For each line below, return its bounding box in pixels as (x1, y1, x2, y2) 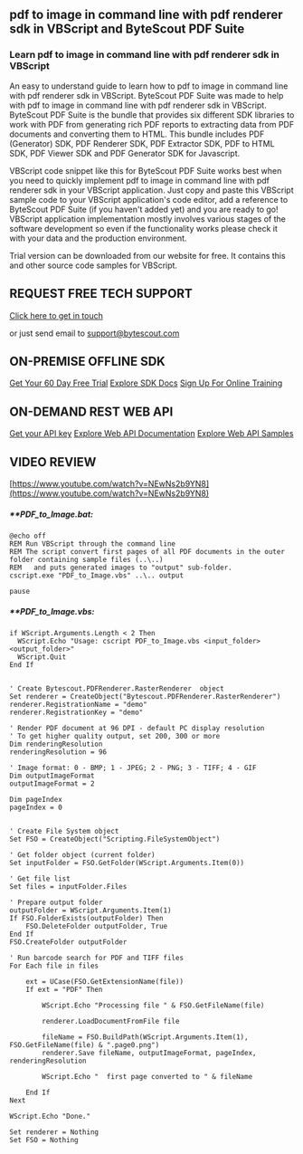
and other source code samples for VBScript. (9, 260, 178, 271)
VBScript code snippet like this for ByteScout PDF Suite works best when (9, 165, 282, 176)
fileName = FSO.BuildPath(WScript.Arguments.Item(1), (42, 1032, 249, 1042)
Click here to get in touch (9, 310, 104, 320)
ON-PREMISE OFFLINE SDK (9, 353, 166, 369)
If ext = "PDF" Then (25, 985, 103, 994)
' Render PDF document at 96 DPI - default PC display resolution (9, 723, 265, 732)
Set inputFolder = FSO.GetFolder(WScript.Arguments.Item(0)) (9, 858, 245, 867)
